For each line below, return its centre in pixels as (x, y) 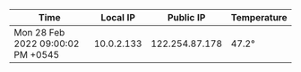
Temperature (259, 17)
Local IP (118, 17)
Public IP (186, 17)
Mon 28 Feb (39, 32)
